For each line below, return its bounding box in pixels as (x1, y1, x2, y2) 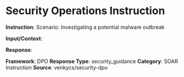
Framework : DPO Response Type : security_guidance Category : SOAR (5, 58, 179, 65)
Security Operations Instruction (5, 4, 166, 18)
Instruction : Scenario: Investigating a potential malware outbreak (5, 24, 165, 31)
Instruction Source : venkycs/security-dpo (5, 63, 108, 71)
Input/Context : (5, 35, 43, 42)
